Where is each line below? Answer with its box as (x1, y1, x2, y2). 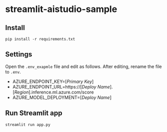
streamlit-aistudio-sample (5, 3, 117, 15)
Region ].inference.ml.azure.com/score (14, 89, 94, 95)
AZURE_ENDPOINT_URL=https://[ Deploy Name (12, 83, 110, 89)
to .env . (5, 68, 21, 74)
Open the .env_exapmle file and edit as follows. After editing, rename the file (5, 63, 162, 69)
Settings (5, 50, 33, 58)
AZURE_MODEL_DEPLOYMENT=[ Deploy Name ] (12, 94, 112, 100)
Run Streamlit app (5, 109, 63, 117)
